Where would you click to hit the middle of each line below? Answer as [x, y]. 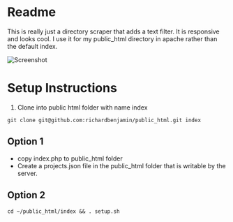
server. [28, 173]
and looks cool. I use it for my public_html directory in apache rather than [112, 38]
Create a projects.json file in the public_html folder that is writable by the [121, 165]
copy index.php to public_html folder [70, 158]
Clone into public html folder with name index [82, 107]
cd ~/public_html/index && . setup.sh [63, 211]
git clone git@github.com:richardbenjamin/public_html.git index [104, 120]
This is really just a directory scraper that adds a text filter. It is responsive [113, 31]
